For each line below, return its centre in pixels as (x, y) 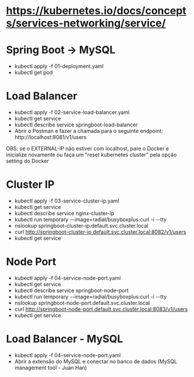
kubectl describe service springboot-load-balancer (76, 125)
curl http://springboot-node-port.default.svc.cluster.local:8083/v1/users (101, 309)
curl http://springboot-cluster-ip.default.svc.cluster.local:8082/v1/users (100, 232)
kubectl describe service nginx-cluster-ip (64, 213)
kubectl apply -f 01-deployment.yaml (59, 66)
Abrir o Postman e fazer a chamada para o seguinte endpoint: (89, 131)
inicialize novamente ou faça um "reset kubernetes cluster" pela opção (91, 155)
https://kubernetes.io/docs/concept (96, 11)
